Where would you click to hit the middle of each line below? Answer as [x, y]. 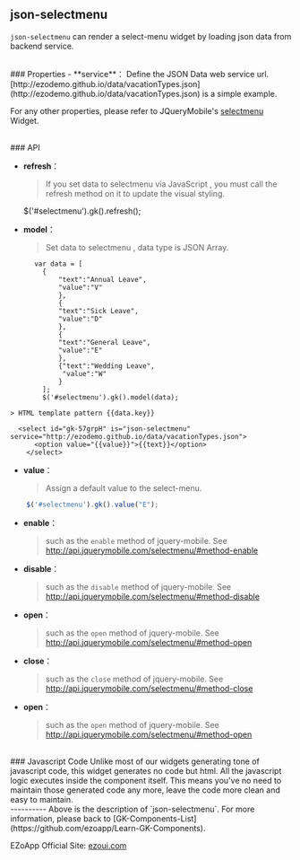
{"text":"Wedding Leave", [106, 366]
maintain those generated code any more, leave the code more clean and [146, 790]
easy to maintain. [42, 799]
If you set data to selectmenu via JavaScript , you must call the [161, 184]
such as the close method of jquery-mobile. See [134, 679]
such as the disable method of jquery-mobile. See [138, 586]
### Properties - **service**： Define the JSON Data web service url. [140, 74]
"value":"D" [80, 319]
